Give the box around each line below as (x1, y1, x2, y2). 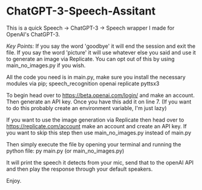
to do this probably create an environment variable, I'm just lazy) (6, 104, 167, 111)
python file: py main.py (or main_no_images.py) (6, 147, 125, 154)
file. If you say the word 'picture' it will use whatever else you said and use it (6, 48, 197, 56)
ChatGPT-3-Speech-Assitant (6, 4, 156, 18)
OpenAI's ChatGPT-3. (6, 30, 60, 38)
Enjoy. (6, 177, 22, 184)
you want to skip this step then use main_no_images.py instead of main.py (6, 129, 192, 136)
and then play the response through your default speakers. (6, 165, 153, 172)
